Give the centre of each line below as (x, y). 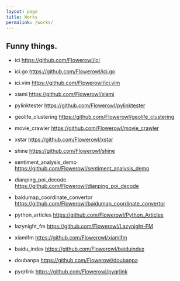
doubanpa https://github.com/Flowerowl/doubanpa (76, 261)
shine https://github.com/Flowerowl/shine (65, 151)
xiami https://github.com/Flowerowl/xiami (65, 94)
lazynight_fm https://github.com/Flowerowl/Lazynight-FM (84, 227)
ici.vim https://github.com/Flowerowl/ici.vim (67, 83)
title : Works (22, 17)
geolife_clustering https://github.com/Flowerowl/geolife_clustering (94, 117)
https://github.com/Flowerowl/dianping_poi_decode (77, 186)
